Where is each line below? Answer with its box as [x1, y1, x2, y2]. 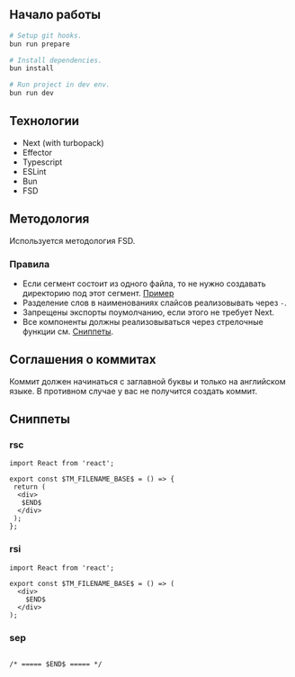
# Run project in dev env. [9, 80, 111, 89]
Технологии [9, 113, 79, 129]
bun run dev [9, 89, 54, 98]
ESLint [22, 166, 47, 176]
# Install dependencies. [9, 56, 103, 65]
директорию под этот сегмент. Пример [22, 287, 174, 298]
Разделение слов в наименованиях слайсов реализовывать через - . [22, 297, 287, 308]
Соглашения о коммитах [9, 352, 156, 367]
